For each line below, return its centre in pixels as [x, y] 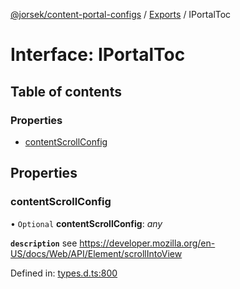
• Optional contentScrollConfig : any [86, 223]
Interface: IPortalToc [98, 55]
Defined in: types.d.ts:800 [64, 273]
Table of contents [66, 91]
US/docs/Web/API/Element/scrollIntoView [96, 253]
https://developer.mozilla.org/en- [147, 243]
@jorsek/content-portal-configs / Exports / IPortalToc [121, 14]
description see [44, 243]
